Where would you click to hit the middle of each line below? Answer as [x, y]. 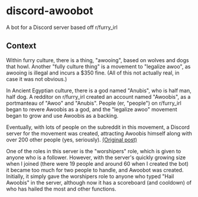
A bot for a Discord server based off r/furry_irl [62, 27]
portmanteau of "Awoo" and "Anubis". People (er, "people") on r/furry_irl [94, 103]
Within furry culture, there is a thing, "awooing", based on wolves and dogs [98, 60]
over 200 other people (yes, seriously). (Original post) [72, 140]
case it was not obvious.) [37, 79]
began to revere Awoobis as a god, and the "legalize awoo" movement [92, 109]
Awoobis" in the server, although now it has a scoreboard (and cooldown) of [99, 182]
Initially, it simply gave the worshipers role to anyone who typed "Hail [90, 176]
